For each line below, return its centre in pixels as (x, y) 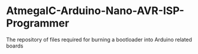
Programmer (38, 23)
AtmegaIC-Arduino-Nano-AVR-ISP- (95, 11)
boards (15, 46)
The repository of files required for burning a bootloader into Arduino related (99, 39)
